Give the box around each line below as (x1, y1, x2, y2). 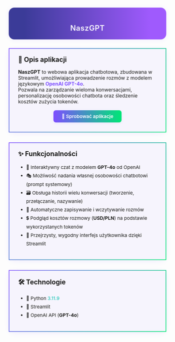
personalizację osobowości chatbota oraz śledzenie (18, 92, 138, 99)
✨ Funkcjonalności (18, 149, 77, 158)
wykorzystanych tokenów (25, 223, 83, 230)
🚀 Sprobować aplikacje (61, 113, 113, 119)
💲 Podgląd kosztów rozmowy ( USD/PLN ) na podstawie (25, 215, 147, 222)
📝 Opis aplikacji (18, 55, 67, 64)
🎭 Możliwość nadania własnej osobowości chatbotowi (25, 172, 148, 179)
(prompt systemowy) (25, 181, 72, 188)
